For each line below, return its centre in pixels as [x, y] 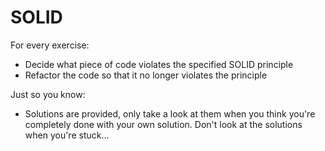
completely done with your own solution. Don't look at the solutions [163, 124]
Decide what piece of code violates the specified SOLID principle [159, 64]
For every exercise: [50, 45]
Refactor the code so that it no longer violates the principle [146, 75]
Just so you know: [48, 94]
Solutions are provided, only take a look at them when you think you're [170, 113]
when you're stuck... [67, 135]
